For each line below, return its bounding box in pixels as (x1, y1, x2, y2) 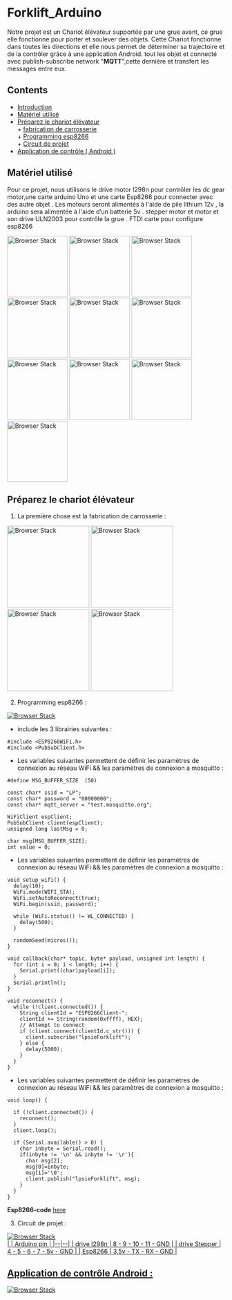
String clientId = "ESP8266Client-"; (19, 1010, 128, 1017)
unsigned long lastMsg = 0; (7, 826, 88, 833)
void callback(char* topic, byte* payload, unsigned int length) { (7, 955, 206, 962)
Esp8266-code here (7, 1206, 66, 1214)
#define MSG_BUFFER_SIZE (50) (7, 778, 97, 784)
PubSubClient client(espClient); (7, 820, 104, 827)
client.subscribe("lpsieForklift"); (25, 1034, 131, 1041)
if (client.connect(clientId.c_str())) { (19, 1028, 140, 1035)
